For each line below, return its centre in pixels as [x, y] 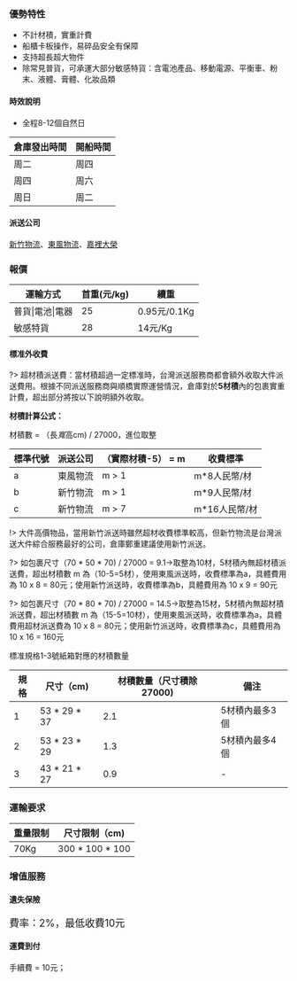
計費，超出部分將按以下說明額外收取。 [79, 397]
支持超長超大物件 [53, 57]
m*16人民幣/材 [226, 510]
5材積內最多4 [248, 740]
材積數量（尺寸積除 [158, 681]
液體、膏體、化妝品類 [76, 79]
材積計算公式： [36, 416]
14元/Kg [155, 328]
